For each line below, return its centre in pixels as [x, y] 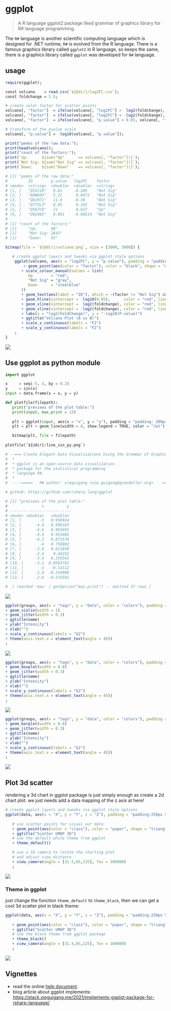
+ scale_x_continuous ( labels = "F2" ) [61, 323]
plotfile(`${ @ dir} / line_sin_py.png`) [45, 445]
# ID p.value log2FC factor [58, 181]
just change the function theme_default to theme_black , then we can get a [82, 900]
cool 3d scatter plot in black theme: [42, 906]
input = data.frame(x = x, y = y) [42, 394]
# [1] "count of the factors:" [38, 224]
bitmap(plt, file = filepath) [44, 436]
